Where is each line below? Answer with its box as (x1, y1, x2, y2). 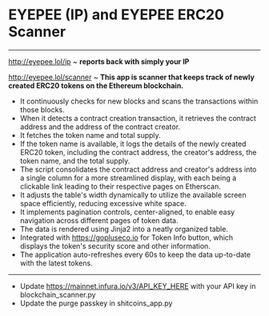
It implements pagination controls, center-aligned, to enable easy (19, 207, 235, 217)
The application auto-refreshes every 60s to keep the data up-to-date (19, 249, 251, 259)
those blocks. (19, 104, 66, 114)
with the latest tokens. (19, 258, 94, 268)
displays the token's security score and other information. (19, 241, 211, 250)
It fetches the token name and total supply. (19, 130, 162, 140)
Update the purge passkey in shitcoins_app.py (19, 298, 173, 308)
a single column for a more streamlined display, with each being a (19, 172, 237, 182)
